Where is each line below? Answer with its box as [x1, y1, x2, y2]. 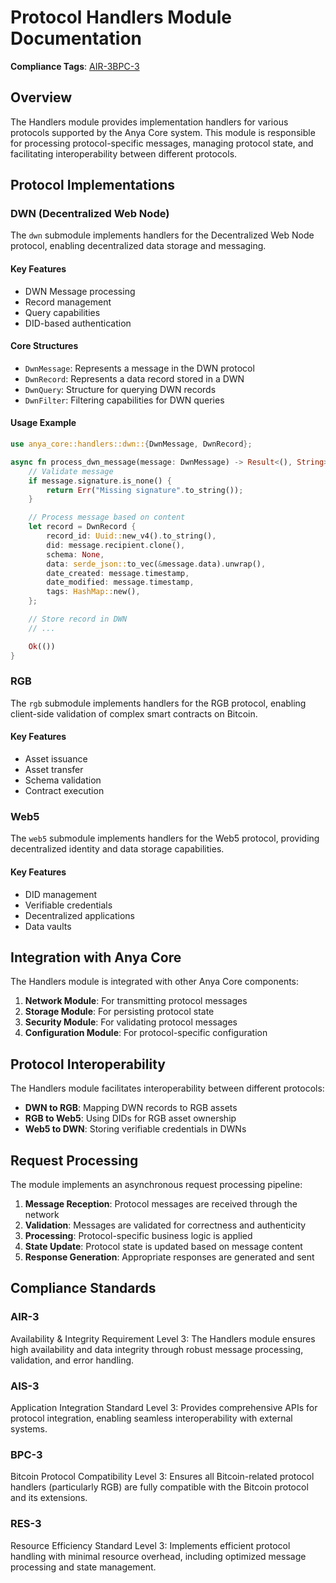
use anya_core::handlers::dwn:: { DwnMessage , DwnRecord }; [10, 439, 253, 450]
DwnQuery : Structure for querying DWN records [24, 383, 217, 395]
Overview [10, 89, 73, 106]
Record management [24, 296, 112, 308]
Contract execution [24, 785, 105, 797]
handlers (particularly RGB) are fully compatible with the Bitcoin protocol [10, 1481, 309, 1493]
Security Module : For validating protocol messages [24, 1016, 238, 1028]
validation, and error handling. [10, 1354, 135, 1366]
